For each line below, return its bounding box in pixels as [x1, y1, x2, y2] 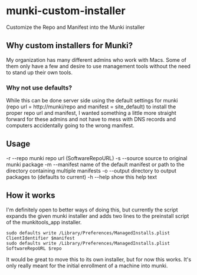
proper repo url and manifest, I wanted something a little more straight [6, 110, 177, 117]
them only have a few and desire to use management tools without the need [6, 62, 191, 69]
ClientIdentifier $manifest [6, 235, 75, 241]
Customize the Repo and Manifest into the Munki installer [6, 24, 145, 31]
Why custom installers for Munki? [6, 41, 133, 51]
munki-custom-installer [6, 4, 126, 18]
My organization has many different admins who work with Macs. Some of [6, 56, 187, 63]
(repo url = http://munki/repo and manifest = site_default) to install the [6, 103, 176, 110]
